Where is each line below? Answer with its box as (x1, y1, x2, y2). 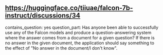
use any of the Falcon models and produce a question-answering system (5, 29, 152, 36)
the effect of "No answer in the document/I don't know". (5, 45, 118, 51)
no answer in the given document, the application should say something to (5, 40, 155, 46)
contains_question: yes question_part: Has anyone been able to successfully (5, 24, 159, 30)
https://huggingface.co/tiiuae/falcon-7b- (5, 4, 133, 12)
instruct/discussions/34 (5, 12, 80, 20)
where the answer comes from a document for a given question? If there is (5, 35, 155, 40)
